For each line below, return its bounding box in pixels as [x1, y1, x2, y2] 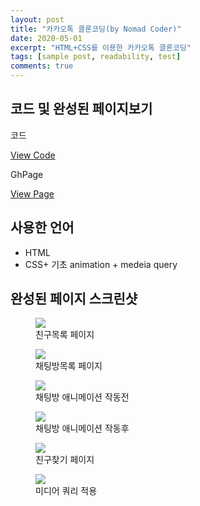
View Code [10, 149, 56, 161]
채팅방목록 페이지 [35, 360, 103, 372]
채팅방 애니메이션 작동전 [35, 391, 130, 403]
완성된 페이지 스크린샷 [10, 291, 138, 308]
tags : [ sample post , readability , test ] [10, 52, 182, 62]
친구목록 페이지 [35, 329, 95, 341]
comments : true [10, 61, 74, 71]
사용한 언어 [10, 219, 75, 236]
